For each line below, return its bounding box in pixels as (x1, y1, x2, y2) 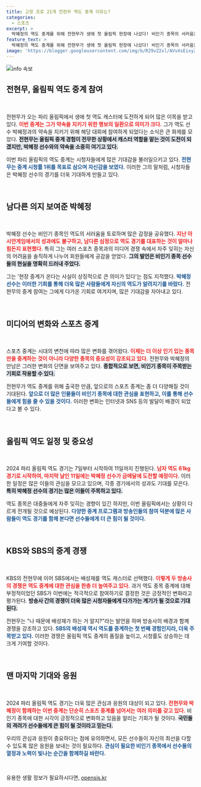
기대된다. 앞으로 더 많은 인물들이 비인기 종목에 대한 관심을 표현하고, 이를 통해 (6, 391, 182, 398)
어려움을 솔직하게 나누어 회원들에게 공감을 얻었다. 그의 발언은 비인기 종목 (12, 253, 181, 260)
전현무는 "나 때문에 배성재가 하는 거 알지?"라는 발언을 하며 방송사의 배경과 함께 (6, 617, 190, 624)
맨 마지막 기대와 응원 (6, 671, 77, 681)
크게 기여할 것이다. (6, 639, 50, 647)
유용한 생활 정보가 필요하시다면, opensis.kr (6, 774, 107, 781)
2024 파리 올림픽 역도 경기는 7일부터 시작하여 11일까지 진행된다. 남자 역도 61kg (6, 465, 191, 471)
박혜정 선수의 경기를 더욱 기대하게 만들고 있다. (12, 170, 120, 178)
